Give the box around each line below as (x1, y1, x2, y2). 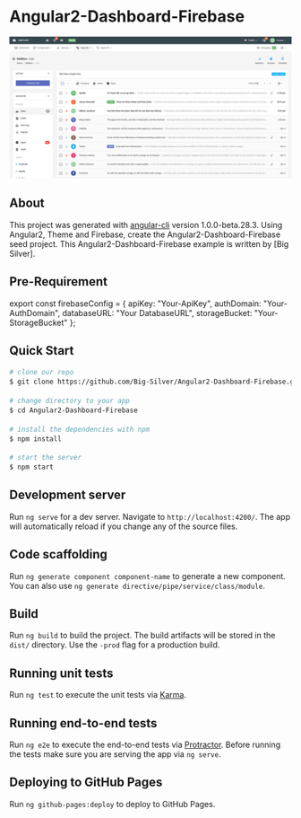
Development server (9, 488, 126, 503)
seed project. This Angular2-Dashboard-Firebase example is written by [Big (9, 238, 289, 249)
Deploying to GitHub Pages (9, 775, 163, 790)
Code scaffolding (9, 547, 107, 562)
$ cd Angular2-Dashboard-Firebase (9, 406, 139, 415)
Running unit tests (9, 665, 114, 681)
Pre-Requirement (9, 274, 108, 289)
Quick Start (9, 343, 74, 358)
